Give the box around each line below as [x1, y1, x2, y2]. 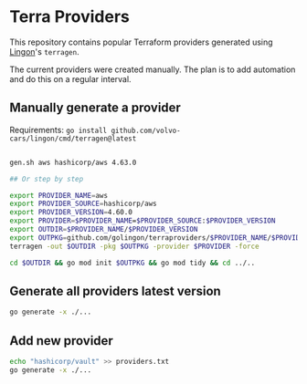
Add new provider [9, 333, 114, 348]
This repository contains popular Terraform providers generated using [9, 36, 273, 47]
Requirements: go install [9, 124, 108, 135]
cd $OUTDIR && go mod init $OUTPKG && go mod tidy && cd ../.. [9, 258, 256, 267]
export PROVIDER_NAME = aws [9, 191, 108, 200]
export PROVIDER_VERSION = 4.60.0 [9, 208, 132, 217]
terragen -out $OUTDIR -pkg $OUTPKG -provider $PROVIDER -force [9, 242, 259, 251]
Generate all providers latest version [9, 283, 221, 298]
